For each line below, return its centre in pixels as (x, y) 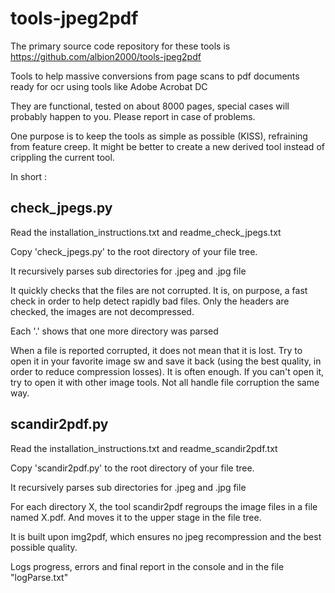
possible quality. (44, 547)
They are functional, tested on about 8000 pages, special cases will (150, 106)
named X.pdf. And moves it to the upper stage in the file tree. (136, 517)
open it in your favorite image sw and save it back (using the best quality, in (166, 361)
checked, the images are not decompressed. (102, 311)
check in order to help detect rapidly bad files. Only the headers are (150, 301)
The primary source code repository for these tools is (120, 46)
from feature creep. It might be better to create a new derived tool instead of (167, 146)
